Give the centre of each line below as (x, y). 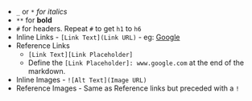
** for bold (34, 20)
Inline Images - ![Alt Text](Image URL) (81, 80)
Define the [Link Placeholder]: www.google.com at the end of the (136, 63)
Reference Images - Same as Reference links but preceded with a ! (128, 88)
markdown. (47, 71)
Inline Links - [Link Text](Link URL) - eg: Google (98, 37)
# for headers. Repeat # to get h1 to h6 (78, 28)
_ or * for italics (41, 12)
